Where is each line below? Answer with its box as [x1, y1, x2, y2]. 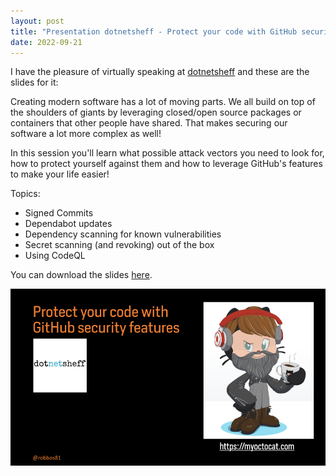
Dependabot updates [24, 218, 113, 230]
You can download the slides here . [10, 269, 153, 281]
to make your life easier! [10, 168, 110, 180]
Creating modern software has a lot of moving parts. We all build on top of [10, 96, 316, 108]
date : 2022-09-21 [10, 37, 83, 47]
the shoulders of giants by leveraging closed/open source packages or [10, 106, 302, 119]
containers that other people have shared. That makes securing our [10, 117, 288, 129]
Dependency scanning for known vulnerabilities [24, 228, 222, 240]
